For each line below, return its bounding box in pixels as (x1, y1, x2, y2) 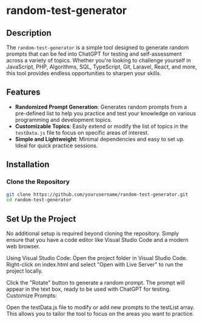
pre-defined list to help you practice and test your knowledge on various (15, 110, 196, 117)
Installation (6, 159, 50, 170)
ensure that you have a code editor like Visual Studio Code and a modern (6, 236, 189, 244)
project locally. (6, 267, 43, 275)
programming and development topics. (15, 116, 112, 123)
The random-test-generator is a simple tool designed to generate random (6, 44, 189, 51)
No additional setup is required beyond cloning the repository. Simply (6, 230, 179, 237)
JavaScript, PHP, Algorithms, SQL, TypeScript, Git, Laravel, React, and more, (6, 63, 197, 70)
